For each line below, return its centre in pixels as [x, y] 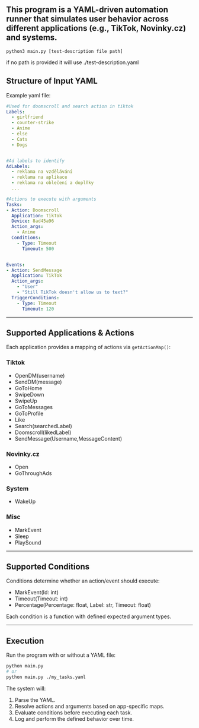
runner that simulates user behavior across [87, 19]
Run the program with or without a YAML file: [61, 655]
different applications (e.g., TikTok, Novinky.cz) [96, 28]
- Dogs [20, 145]
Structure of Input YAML [52, 81]
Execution [25, 641]
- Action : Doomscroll [33, 210]
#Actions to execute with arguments [51, 199]
